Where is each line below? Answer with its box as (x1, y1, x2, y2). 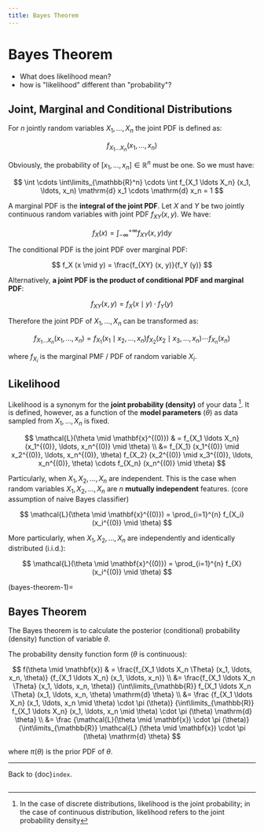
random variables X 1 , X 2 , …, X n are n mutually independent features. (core (8, 483, 249, 495)
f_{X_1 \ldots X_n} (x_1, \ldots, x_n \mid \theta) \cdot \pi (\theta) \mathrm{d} (11, 706, 253, 716)
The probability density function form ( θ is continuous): (8, 650, 187, 659)
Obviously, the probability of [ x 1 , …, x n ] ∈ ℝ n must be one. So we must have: (8, 159, 255, 172)
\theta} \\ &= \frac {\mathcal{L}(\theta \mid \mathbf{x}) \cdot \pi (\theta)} (14, 715, 250, 724)
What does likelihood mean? (19, 72, 112, 81)
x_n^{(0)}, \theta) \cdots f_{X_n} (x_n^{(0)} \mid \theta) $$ (38, 458, 226, 468)
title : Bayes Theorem (8, 11, 79, 20)
